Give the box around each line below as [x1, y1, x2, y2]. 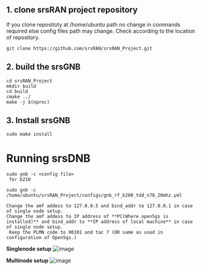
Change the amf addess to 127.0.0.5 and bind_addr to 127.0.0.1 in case [6, 203, 193, 209]
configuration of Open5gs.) [6, 235, 77, 241]
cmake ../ [6, 94, 31, 100]
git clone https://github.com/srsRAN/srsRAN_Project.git [6, 45, 153, 51]
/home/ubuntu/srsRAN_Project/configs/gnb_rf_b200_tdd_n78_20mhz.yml [6, 193, 182, 199]
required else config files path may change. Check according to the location [6, 27, 196, 34]
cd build [6, 88, 28, 94]
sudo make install [6, 131, 53, 138]
